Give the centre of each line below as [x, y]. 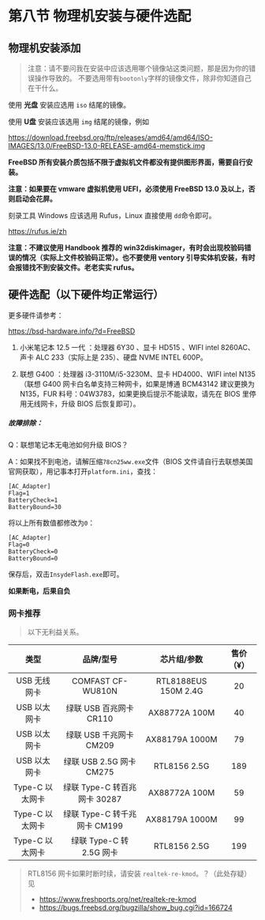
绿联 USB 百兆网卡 [100, 708]
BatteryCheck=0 [33, 551]
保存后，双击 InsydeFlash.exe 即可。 [66, 574]
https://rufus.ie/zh [37, 231]
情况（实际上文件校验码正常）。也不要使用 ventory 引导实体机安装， [132, 257]
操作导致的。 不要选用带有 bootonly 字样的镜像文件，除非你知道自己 [143, 78]
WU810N [100, 691]
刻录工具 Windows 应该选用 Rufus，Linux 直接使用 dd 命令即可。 [112, 215]
